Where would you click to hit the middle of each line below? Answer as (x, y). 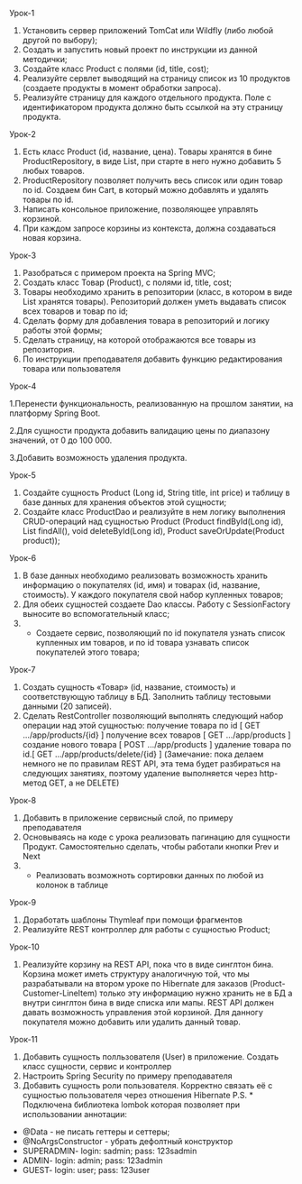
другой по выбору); (60, 40)
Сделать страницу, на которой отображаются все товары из (139, 340)
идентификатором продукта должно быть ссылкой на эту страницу (153, 107)
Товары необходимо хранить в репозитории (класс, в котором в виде (157, 292)
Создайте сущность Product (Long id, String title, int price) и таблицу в (156, 492)
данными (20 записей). (67, 706)
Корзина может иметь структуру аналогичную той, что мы (136, 974)
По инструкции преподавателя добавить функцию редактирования (152, 359)
